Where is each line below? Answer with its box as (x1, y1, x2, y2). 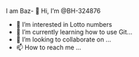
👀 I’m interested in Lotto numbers (15, 20, 112, 28)
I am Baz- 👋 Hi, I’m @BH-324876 (6, 7, 101, 15)
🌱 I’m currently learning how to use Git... (15, 28, 133, 36)
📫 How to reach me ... (15, 43, 81, 51)
